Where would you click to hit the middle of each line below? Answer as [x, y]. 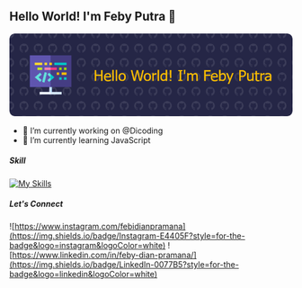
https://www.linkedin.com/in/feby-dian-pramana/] [104, 255]
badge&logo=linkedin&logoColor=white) [84, 274]
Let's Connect [36, 204]
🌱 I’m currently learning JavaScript [86, 139]
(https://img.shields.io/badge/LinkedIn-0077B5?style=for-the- [124, 265]
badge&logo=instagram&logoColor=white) [88, 246]
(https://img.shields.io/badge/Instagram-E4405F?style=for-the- [127, 236]
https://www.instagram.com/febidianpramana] [100, 227]
